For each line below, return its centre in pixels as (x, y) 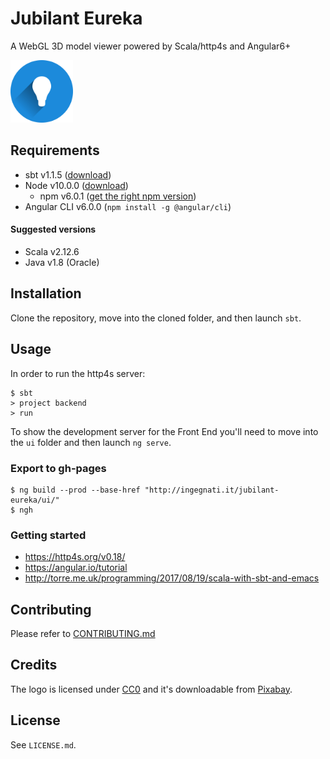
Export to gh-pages (58, 468)
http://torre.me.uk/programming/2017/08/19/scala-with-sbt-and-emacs (172, 578)
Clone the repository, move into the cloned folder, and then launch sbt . (156, 318)
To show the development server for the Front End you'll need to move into (164, 431)
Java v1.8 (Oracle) (62, 262)
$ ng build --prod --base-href (75, 490)
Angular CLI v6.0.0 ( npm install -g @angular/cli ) (128, 206)
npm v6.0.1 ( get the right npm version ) (118, 196)
